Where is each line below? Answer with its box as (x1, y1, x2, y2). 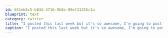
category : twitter (5, 16, 43, 21)
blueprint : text (5, 12, 39, 17)
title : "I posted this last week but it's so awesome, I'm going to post (5, 21, 162, 26)
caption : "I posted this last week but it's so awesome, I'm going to (5, 26, 155, 31)
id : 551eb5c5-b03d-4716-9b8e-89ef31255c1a (5, 7, 95, 12)
